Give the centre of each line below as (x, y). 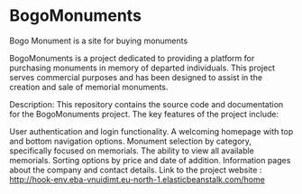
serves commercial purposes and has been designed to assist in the (136, 77)
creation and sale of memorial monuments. (89, 87)
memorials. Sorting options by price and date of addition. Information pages (150, 160)
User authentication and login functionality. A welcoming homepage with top (151, 131)
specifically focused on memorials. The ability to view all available (132, 151)
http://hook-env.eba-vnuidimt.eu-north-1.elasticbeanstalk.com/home (137, 179)
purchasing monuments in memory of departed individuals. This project (142, 68)
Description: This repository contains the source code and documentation (146, 104)
